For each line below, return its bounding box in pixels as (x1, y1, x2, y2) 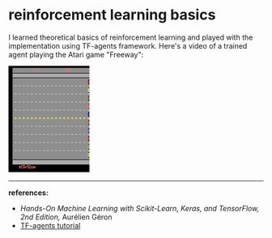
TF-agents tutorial (19, 220, 81, 230)
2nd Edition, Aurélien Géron (19, 212, 113, 222)
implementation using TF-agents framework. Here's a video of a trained (8, 40, 248, 50)
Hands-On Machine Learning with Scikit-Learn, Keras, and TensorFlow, (19, 203, 260, 213)
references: (8, 188, 49, 198)
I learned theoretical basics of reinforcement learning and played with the (8, 32, 253, 42)
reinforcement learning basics (8, 6, 216, 24)
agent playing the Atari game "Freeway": (8, 49, 144, 59)
